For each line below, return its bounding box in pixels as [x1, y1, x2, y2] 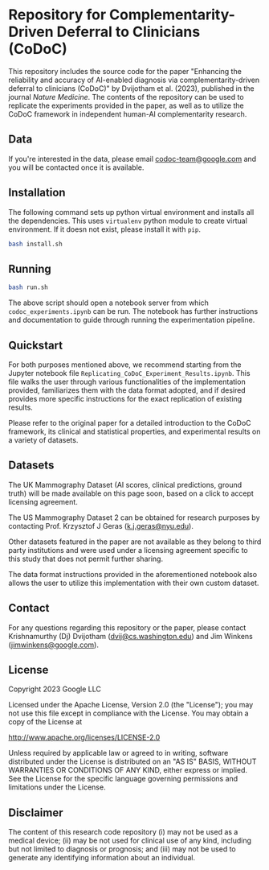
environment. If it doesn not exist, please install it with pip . [8, 224, 201, 234]
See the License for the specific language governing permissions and [8, 774, 238, 784]
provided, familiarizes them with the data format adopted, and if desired [8, 385, 247, 395]
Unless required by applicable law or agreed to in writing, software [8, 748, 229, 758]
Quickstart [8, 338, 63, 352]
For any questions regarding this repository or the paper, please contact [8, 622, 247, 633]
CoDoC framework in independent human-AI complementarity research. [8, 109, 247, 118]
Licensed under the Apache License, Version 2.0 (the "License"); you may [8, 700, 254, 710]
